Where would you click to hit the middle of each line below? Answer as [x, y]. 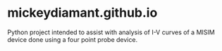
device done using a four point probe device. [73, 39]
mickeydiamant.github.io [82, 13]
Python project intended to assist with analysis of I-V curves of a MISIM [111, 32]
